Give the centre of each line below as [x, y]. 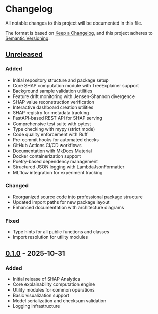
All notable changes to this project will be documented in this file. [74, 23]
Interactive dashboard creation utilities [53, 107]
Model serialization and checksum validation [59, 300]
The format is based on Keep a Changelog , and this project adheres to [79, 33]
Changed [17, 185]
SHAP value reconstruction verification [53, 102]
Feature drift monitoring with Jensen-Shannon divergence [74, 96]
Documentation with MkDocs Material [52, 151]
